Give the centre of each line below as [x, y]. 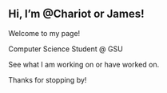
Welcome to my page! [44, 33]
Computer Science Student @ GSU [66, 49]
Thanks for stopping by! [48, 79]
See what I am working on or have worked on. [84, 64]
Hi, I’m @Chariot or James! [77, 14]
